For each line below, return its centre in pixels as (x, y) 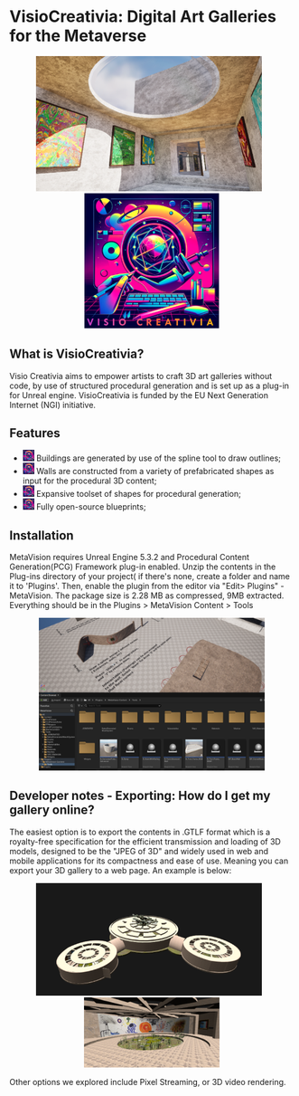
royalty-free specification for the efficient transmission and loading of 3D (145, 841)
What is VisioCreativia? (77, 354)
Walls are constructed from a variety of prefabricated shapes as (155, 472)
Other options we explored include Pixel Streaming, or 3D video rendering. (148, 1082)
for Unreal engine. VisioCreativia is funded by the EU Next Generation (139, 395)
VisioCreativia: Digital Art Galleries (143, 17)
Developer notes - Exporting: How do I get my (140, 796)
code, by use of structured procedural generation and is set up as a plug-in (149, 386)
